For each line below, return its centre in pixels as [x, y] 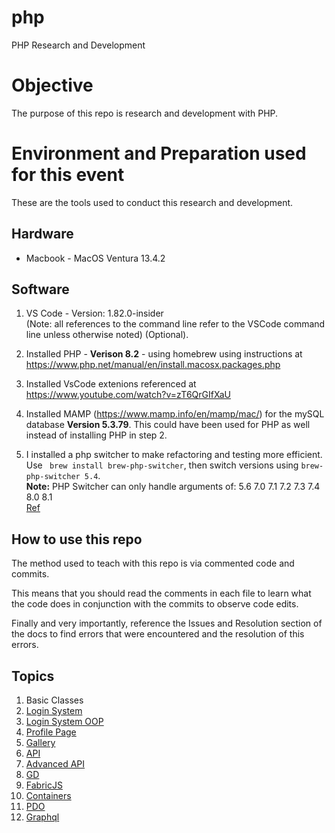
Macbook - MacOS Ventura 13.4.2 [95, 258]
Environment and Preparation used [159, 153]
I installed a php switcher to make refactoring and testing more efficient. [174, 455]
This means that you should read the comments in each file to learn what [161, 593]
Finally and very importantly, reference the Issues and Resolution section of [167, 623]
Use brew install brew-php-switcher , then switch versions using [162, 465]
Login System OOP [64, 722]
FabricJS [44, 785]
